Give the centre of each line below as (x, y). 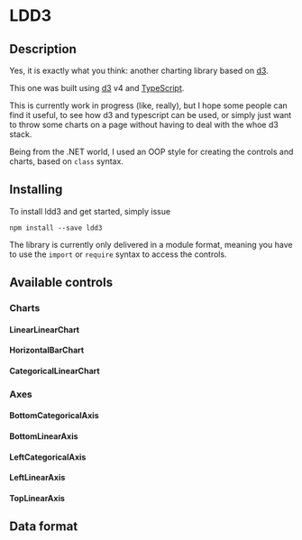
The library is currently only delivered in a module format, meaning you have (151, 244)
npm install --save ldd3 (56, 228)
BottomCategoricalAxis (54, 416)
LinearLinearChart (44, 329)
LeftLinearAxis (37, 478)
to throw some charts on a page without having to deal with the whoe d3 (144, 124)
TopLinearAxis (37, 498)
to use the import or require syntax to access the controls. (118, 254)
